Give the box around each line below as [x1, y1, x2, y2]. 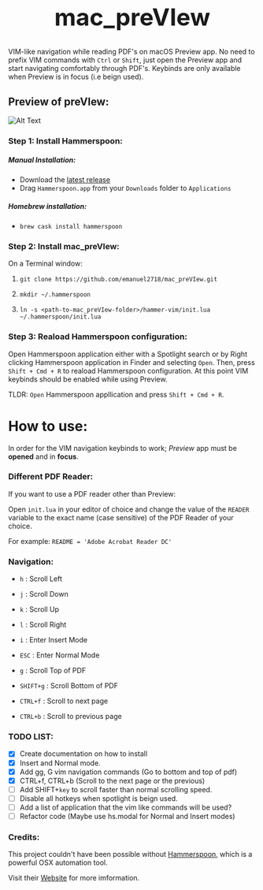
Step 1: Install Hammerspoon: [8, 136, 124, 147]
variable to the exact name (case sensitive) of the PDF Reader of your [8, 512, 234, 522]
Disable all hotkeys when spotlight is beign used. [19, 793, 179, 803]
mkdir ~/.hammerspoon [19, 291, 91, 299]
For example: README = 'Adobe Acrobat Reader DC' [8, 536, 172, 546]
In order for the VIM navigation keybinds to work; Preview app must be [8, 443, 238, 452]
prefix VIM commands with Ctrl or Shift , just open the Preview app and [8, 55, 243, 65]
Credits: [8, 832, 40, 843]
